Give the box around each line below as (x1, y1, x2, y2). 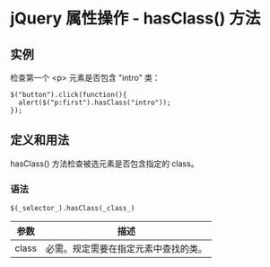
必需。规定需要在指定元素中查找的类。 (45, 243, 207, 255)
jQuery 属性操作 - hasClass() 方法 (10, 8, 261, 29)
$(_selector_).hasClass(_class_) (10, 204, 135, 213)
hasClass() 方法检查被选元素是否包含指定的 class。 (10, 158, 199, 169)
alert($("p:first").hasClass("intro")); (18, 98, 171, 107)
